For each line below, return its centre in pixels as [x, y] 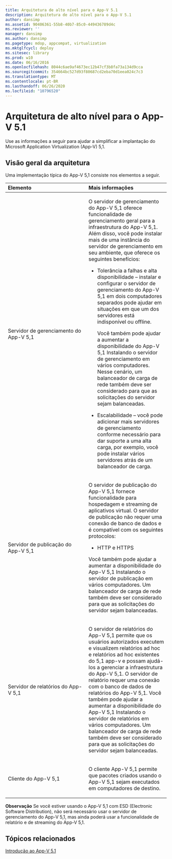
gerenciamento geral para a [122, 221]
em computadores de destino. [125, 788]
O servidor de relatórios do [121, 629]
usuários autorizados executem [126, 642]
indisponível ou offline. [124, 322]
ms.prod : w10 [19, 58]
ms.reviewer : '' [23, 29]
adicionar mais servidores [128, 422]
